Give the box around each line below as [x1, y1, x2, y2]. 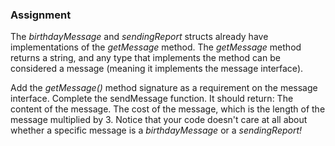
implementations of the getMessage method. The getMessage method [10, 41, 302, 53]
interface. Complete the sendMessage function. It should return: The [10, 93, 294, 105]
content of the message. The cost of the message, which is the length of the [10, 103, 326, 115]
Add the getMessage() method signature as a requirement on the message [10, 82, 318, 94]
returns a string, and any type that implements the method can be [10, 52, 281, 64]
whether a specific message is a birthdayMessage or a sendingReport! [10, 124, 303, 137]
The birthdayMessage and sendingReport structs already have [10, 31, 269, 43]
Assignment [10, 8, 72, 22]
